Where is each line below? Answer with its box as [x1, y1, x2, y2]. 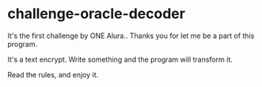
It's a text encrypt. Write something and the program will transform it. [7, 55, 233, 64]
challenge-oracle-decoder [7, 5, 185, 23]
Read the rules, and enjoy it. [7, 70, 99, 79]
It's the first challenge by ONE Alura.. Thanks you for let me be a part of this [7, 31, 255, 40]
